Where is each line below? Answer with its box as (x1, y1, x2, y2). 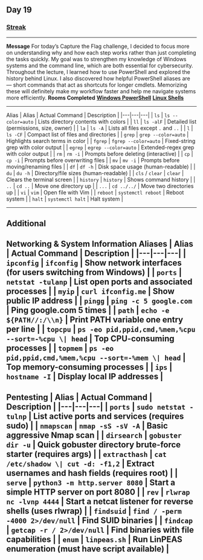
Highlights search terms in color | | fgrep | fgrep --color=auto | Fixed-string (6, 137, 196, 144)
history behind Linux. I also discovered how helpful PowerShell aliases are (6, 75, 190, 82)
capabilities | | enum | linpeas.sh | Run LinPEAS (6, 534, 182, 544)
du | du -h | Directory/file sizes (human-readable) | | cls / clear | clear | (6, 169, 184, 176)
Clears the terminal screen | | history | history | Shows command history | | (6, 176, 196, 183)
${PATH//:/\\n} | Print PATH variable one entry (6, 315, 183, 325)
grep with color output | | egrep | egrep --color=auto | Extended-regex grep (6, 144, 195, 151)
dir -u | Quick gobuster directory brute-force (6, 439, 181, 450)
